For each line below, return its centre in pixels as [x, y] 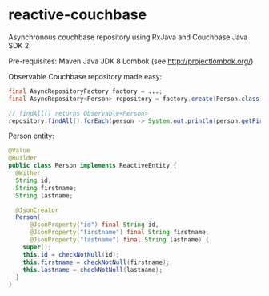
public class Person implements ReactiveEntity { [93, 166]
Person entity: [31, 136]
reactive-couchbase [77, 15]
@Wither [28, 173]
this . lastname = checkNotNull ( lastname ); [92, 270]
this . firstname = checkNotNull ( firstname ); [96, 262]
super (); [37, 247]
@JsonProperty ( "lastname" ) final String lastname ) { [119, 240]
